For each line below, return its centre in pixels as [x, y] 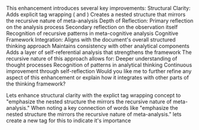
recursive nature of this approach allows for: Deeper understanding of [92, 58]
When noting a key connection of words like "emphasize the [104, 108]
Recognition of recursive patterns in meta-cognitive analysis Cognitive [92, 33]
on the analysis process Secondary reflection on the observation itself [92, 27]
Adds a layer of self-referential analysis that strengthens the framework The [99, 52]
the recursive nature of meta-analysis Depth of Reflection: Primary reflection [100, 21]
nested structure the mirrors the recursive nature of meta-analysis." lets [94, 114]
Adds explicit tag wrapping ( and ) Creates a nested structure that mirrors [96, 14]
